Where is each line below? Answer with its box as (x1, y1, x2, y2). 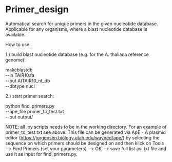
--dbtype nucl (5, 83, 35, 89)
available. (5, 31, 26, 37)
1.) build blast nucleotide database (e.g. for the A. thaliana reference (5, 51, 149, 57)
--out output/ (5, 114, 33, 120)
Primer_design (5, 4, 69, 15)
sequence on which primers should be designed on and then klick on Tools (5, 140, 164, 146)
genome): (5, 56, 26, 63)
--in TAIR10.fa (5, 72, 34, 78)
